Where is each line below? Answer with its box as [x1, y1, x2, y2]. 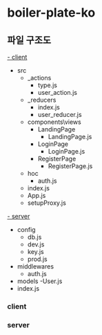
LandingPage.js [48, 133, 92, 141]
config [17, 226, 36, 233]
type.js [37, 81, 57, 89]
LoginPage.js [48, 147, 85, 155]
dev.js [27, 240, 45, 248]
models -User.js [17, 277, 63, 285]
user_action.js [37, 89, 78, 96]
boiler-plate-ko [7, 5, 96, 21]
